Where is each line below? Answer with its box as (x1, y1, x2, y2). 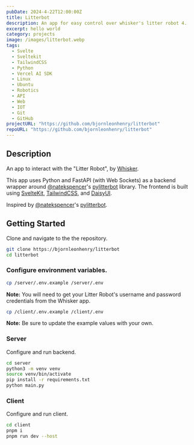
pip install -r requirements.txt (6, 377, 90, 383)
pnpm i (6, 428, 23, 434)
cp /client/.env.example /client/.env (6, 309, 104, 315)
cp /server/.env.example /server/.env (6, 280, 104, 286)
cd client (6, 422, 31, 428)
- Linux (11, 76, 31, 82)
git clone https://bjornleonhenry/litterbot (6, 246, 120, 252)
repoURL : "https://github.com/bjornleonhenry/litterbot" (6, 127, 152, 133)
